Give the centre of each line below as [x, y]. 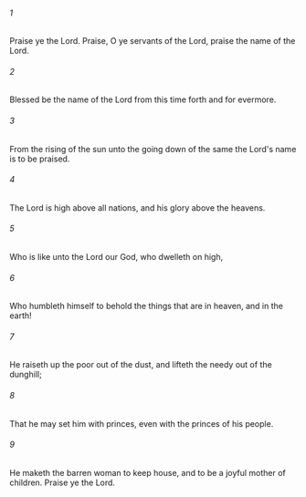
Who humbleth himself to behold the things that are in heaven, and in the [146, 306]
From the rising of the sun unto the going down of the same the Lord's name [153, 149]
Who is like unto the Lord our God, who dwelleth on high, [116, 257]
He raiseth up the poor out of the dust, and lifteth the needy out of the [141, 365]
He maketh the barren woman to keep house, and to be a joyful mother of [148, 472]
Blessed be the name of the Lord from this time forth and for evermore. [143, 99]
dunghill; [26, 375]
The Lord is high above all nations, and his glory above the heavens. [137, 207]
